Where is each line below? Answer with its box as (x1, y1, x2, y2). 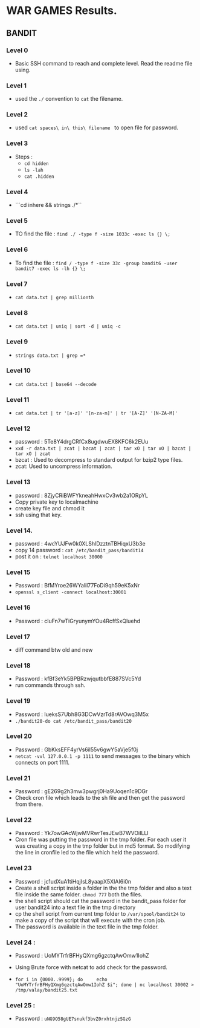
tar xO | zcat (15, 451, 51, 457)
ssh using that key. (15, 511, 62, 518)
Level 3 (6, 139, 28, 147)
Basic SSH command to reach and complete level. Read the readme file (15, 59, 193, 67)
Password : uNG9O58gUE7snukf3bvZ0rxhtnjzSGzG (15, 1015, 131, 1023)
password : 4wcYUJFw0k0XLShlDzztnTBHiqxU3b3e (15, 540, 146, 547)
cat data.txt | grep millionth (15, 294, 94, 300)
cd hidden (24, 160, 50, 167)
